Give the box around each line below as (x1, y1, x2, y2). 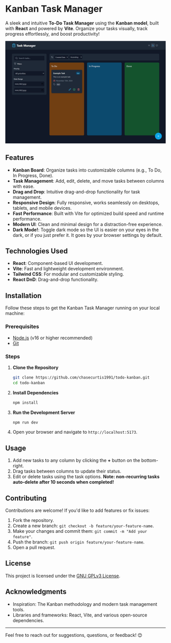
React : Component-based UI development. (12, 260, 103, 266)
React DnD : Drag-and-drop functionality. (12, 277, 99, 283)
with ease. (12, 183, 35, 189)
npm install (12, 400, 38, 405)
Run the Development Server (12, 409, 75, 415)
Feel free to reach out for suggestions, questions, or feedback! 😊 (5, 632, 142, 638)
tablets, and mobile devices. (12, 205, 72, 211)
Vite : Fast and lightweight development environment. (12, 266, 124, 272)
